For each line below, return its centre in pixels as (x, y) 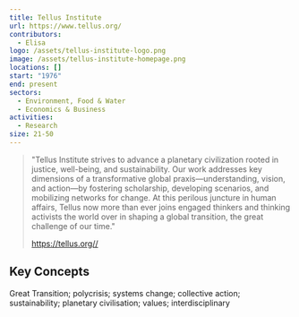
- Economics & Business (61, 109)
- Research (38, 126)
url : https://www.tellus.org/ (66, 26)
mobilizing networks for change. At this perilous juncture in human (154, 197)
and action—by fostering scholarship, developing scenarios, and (150, 188)
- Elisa (32, 43)
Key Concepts (49, 272)
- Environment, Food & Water (72, 101)
